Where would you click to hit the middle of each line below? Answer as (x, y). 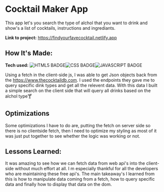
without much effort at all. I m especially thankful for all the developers (86, 169)
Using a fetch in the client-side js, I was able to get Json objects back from (81, 75)
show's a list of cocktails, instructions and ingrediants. (60, 28)
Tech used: (17, 65)
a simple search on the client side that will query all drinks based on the (78, 91)
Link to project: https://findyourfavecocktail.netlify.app (61, 38)
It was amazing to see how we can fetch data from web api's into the (75, 163)
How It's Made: (29, 53)
